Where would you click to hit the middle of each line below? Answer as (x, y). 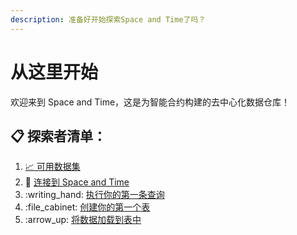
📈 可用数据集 (52, 167)
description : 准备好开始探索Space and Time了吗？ (108, 19)
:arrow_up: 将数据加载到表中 (83, 220)
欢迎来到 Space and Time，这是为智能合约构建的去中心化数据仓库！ (150, 102)
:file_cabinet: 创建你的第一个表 (87, 207)
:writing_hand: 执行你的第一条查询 (94, 195)
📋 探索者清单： (58, 136)
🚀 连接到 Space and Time (77, 182)
